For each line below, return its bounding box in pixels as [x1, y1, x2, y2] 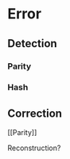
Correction [7, 106, 63, 120]
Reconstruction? [7, 143, 61, 153]
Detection [7, 37, 57, 50]
